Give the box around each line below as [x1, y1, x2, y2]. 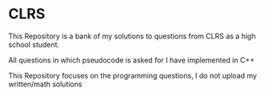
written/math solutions [8, 79, 82, 89]
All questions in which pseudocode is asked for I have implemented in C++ [8, 55, 255, 65]
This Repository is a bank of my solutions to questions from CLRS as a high [8, 31, 256, 41]
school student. [8, 39, 60, 49]
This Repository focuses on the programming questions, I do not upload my [8, 70, 258, 80]
